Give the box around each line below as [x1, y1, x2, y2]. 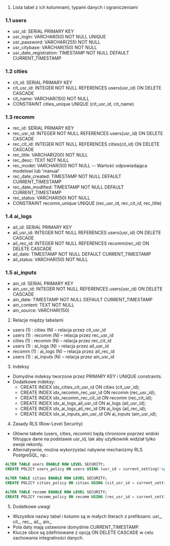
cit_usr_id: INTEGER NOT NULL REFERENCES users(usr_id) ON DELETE [12, 84, 162, 90]
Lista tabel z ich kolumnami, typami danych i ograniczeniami [12, 5, 138, 10]
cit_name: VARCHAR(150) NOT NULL [12, 96, 90, 102]
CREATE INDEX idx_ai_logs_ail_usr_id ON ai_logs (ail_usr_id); [20, 400, 146, 406]
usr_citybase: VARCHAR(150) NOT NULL [12, 44, 97, 51]
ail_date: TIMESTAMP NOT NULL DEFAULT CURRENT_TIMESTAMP [12, 251, 151, 257]
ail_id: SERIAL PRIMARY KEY [12, 224, 72, 231]
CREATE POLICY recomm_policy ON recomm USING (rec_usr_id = [5, 494, 135, 499]
